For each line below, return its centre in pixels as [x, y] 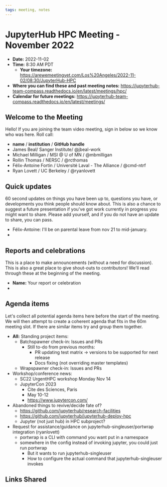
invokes [35, 463]
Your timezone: [36, 69]
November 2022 [40, 45]
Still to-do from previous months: [61, 347]
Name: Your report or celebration [47, 283]
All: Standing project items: [40, 336]
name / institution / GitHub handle [48, 144]
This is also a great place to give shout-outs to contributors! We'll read [77, 268]
